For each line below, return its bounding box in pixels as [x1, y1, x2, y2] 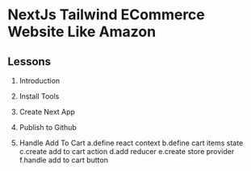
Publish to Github [19, 123, 77, 132]
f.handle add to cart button [19, 155, 108, 165]
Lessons [7, 55, 52, 68]
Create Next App [19, 107, 76, 116]
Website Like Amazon [7, 22, 157, 41]
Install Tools [19, 92, 60, 101]
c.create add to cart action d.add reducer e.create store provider [19, 147, 235, 156]
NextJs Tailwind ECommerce [7, 6, 205, 24]
